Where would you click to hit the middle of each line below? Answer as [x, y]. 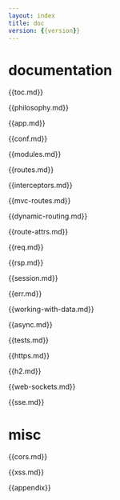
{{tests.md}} [29, 340]
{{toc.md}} [26, 92]
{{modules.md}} [35, 154]
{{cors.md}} [28, 457]
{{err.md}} [25, 294]
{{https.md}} [29, 356]
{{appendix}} [30, 488]
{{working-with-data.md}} [51, 310]
